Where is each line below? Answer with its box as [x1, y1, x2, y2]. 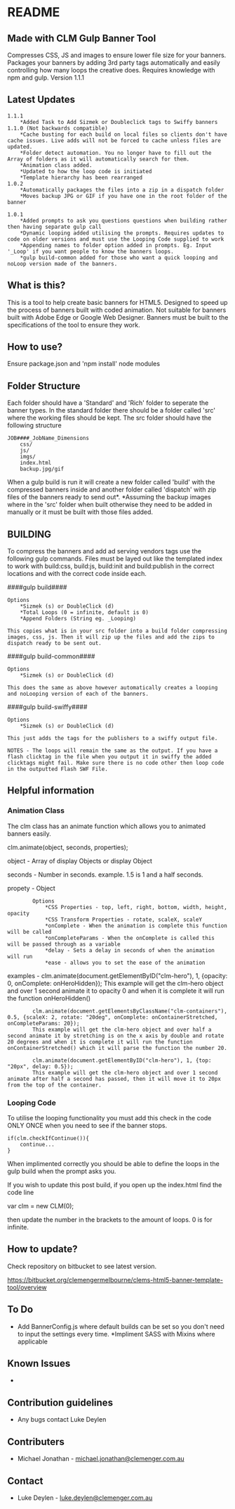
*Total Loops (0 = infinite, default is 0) [20, 609, 149, 616]
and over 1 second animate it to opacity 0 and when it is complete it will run [7, 987, 224, 995]
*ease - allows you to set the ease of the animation [44, 959, 206, 966]
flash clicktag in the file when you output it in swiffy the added [7, 753, 212, 760]
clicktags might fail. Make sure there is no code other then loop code [7, 760, 224, 767]
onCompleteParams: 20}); [7, 1020, 80, 1027]
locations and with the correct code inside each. [7, 570, 147, 578]
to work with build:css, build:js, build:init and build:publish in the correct [7, 562, 215, 570]
